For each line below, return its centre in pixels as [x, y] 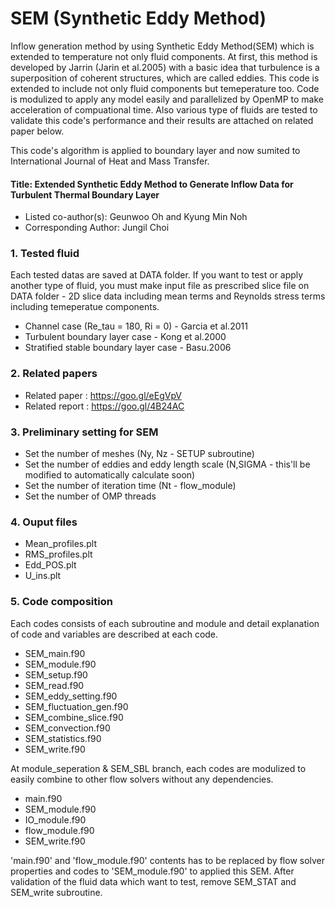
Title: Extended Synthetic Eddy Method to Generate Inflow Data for [152, 184]
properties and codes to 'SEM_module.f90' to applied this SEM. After [152, 871]
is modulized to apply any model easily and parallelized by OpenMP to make [167, 99]
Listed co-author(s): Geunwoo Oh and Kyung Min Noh [136, 217]
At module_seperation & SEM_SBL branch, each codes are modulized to [158, 768]
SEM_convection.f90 [67, 728]
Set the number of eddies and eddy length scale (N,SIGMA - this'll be [167, 464]
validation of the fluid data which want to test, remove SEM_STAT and [153, 881]
